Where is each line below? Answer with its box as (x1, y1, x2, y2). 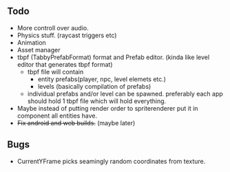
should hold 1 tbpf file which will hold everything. (27, 96, 167, 105)
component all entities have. (17, 111, 98, 120)
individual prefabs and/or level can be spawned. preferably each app (27, 89, 224, 98)
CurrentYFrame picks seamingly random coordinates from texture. (17, 157, 206, 165)
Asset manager (17, 45, 61, 54)
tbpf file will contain (27, 67, 84, 76)
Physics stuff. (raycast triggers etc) (17, 31, 117, 39)
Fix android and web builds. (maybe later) (17, 118, 136, 127)
